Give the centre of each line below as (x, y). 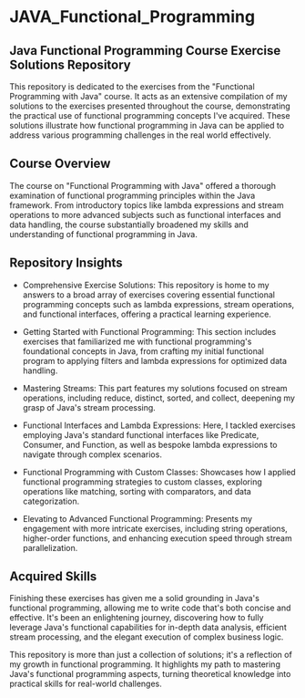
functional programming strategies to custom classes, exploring (142, 482)
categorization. (51, 501)
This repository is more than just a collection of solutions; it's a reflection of (151, 655)
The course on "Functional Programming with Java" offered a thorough (142, 185)
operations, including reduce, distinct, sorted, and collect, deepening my (159, 398)
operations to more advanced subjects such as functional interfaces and (145, 214)
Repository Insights (66, 263)
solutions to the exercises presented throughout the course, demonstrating (150, 106)
